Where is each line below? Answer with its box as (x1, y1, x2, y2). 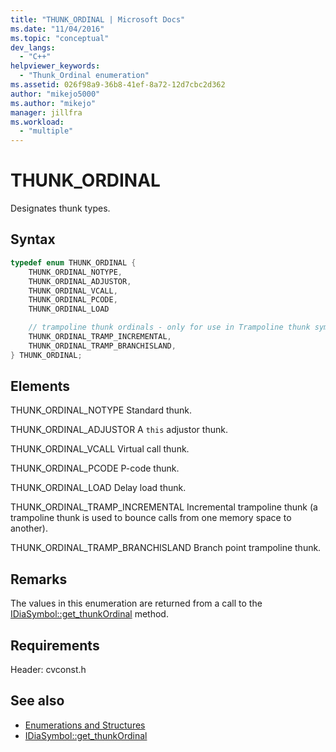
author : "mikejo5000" (10, 89, 101, 99)
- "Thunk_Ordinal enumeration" (19, 71, 150, 81)
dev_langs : (10, 42, 56, 53)
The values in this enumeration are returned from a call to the (10, 597, 263, 610)
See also (10, 692, 65, 710)
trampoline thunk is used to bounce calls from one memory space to (10, 512, 292, 524)
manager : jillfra (10, 107, 83, 118)
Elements (10, 378, 71, 395)
